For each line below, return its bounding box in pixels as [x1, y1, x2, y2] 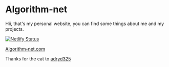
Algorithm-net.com [5, 46, 46, 52]
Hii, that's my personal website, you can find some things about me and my [5, 20, 164, 27]
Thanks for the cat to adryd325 [5, 55, 71, 62]
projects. [5, 26, 24, 32]
